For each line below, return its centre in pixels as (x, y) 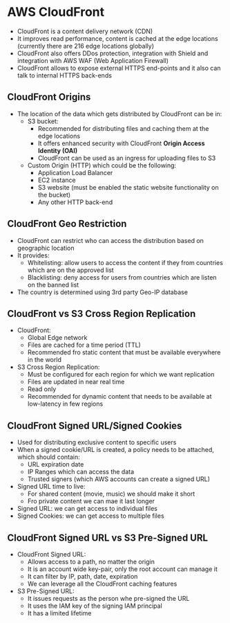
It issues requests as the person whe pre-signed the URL (108, 598)
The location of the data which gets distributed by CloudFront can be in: (119, 114)
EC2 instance (57, 180)
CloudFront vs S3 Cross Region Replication (102, 313)
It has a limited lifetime (59, 613)
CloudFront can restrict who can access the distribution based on (110, 240)
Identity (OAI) (58, 150)
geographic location (46, 248)
